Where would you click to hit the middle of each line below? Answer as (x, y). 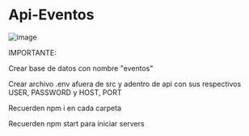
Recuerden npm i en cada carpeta (65, 108)
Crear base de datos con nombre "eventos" (81, 68)
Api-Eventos (51, 15)
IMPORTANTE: (32, 52)
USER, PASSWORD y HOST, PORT (65, 92)
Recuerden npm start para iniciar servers (76, 123)
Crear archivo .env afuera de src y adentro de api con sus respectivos (125, 84)
